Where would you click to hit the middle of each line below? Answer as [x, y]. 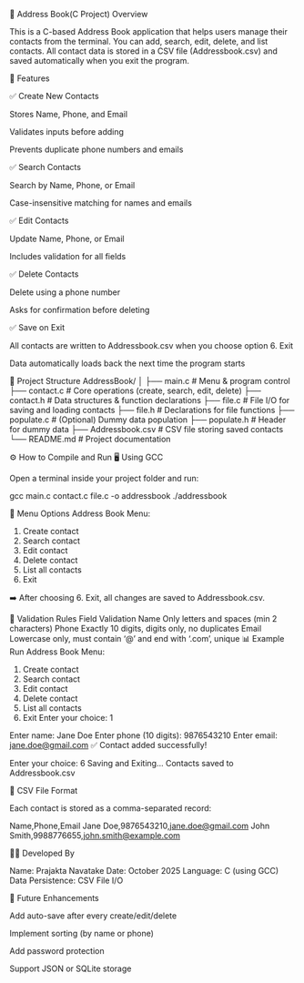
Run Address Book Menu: [57, 652]
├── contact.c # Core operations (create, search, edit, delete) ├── [135, 390]
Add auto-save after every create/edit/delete [93, 916]
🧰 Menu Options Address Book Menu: [80, 513]
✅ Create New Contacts [54, 96]
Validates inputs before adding [67, 132]
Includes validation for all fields [68, 256]
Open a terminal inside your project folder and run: [104, 478]
